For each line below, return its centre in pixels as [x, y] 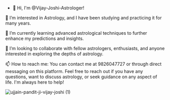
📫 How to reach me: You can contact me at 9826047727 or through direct [83, 64]
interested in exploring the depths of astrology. [54, 54]
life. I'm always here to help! [35, 82]
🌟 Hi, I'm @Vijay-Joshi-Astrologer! [48, 8]
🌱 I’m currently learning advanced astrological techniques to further [76, 33]
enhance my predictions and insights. [45, 39]
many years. [18, 23]
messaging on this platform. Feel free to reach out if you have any [74, 71]
